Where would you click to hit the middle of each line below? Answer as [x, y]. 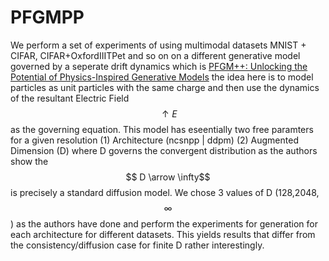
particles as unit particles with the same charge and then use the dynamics [165, 87]
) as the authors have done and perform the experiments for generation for [164, 223]
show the [29, 161]
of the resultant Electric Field [70, 98]
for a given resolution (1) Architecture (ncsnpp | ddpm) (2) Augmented [154, 140]
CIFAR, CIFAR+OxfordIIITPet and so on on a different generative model [155, 55]
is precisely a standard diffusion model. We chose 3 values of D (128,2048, [165, 192]
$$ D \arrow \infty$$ [168, 177]
